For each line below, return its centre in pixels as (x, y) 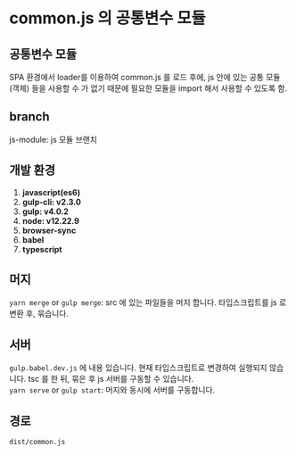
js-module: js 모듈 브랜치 (53, 139)
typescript (42, 249)
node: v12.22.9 (51, 220)
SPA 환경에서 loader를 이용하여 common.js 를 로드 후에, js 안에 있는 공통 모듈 (145, 77)
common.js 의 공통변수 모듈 (108, 18)
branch (30, 117)
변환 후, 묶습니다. (39, 314)
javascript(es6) (51, 192)
